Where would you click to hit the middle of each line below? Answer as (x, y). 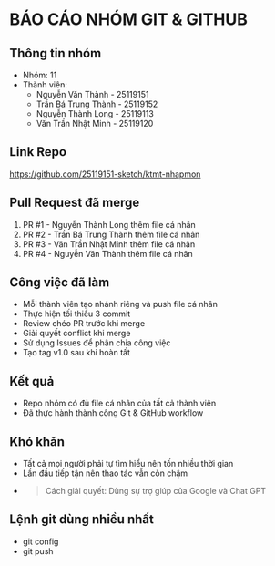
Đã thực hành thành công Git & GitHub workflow (113, 413)
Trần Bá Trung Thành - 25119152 (97, 104)
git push (38, 551)
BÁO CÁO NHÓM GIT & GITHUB (129, 20)
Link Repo (38, 152)
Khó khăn (37, 442)
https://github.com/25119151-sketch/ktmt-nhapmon (105, 174)
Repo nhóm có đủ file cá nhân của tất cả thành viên (119, 403)
